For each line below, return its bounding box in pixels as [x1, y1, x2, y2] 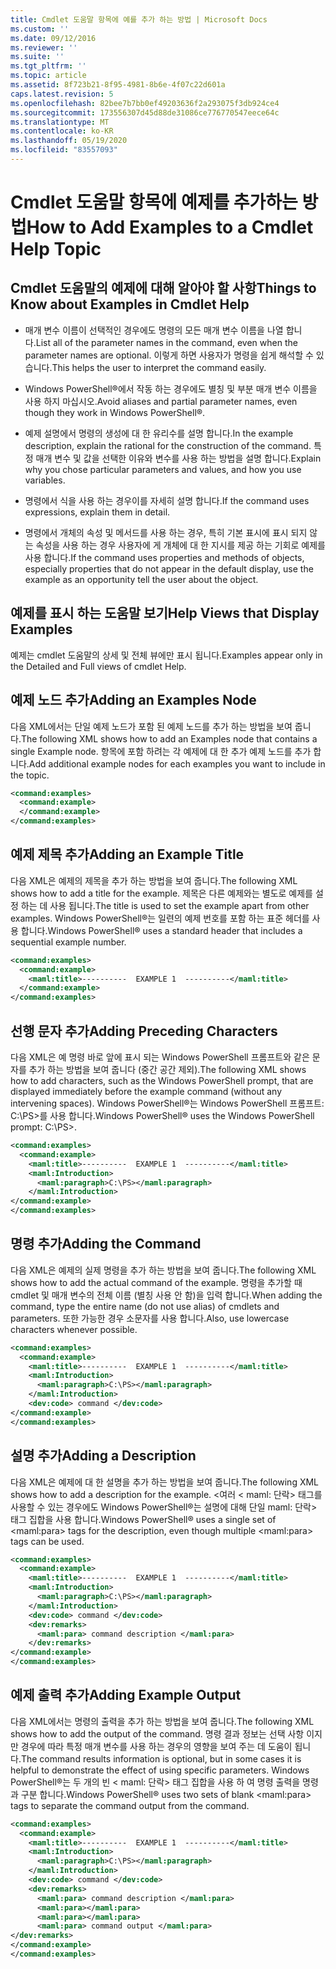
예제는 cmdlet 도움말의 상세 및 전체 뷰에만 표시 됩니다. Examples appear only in [10, 649, 323, 661]
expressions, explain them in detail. [24, 506, 171, 518]
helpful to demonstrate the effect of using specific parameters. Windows [10, 1764, 310, 1776]
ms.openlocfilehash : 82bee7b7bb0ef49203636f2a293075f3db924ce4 [10, 98, 280, 108]
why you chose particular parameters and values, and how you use [24, 463, 302, 475]
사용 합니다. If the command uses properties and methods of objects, [24, 551, 305, 563]
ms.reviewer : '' [10, 42, 78, 53]
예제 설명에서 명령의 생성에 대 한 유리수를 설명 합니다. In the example [24, 427, 294, 439]
